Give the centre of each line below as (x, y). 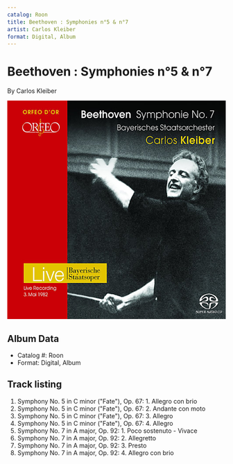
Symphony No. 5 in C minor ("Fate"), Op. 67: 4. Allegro (95, 423)
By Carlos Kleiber (32, 91)
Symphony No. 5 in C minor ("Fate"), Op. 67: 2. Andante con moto (111, 409)
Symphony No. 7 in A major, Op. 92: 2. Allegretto (87, 438)
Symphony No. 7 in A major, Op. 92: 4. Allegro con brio (96, 453)
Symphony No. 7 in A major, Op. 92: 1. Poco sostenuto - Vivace (107, 431)
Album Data (33, 339)
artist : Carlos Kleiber (42, 29)
